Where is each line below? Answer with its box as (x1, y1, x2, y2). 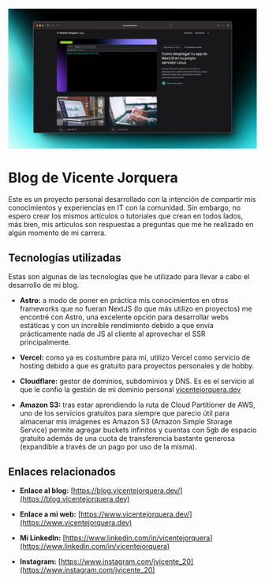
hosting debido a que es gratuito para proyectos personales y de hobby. (19, 361, 255, 371)
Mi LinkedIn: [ (19, 533, 65, 543)
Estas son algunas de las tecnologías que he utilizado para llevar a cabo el (8, 272, 250, 282)
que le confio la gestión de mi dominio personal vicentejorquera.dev (19, 385, 241, 394)
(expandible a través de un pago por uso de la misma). (19, 442, 197, 452)
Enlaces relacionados (8, 464, 116, 478)
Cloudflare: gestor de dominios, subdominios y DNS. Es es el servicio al (19, 376, 255, 386)
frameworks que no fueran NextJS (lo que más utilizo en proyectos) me (19, 304, 252, 314)
